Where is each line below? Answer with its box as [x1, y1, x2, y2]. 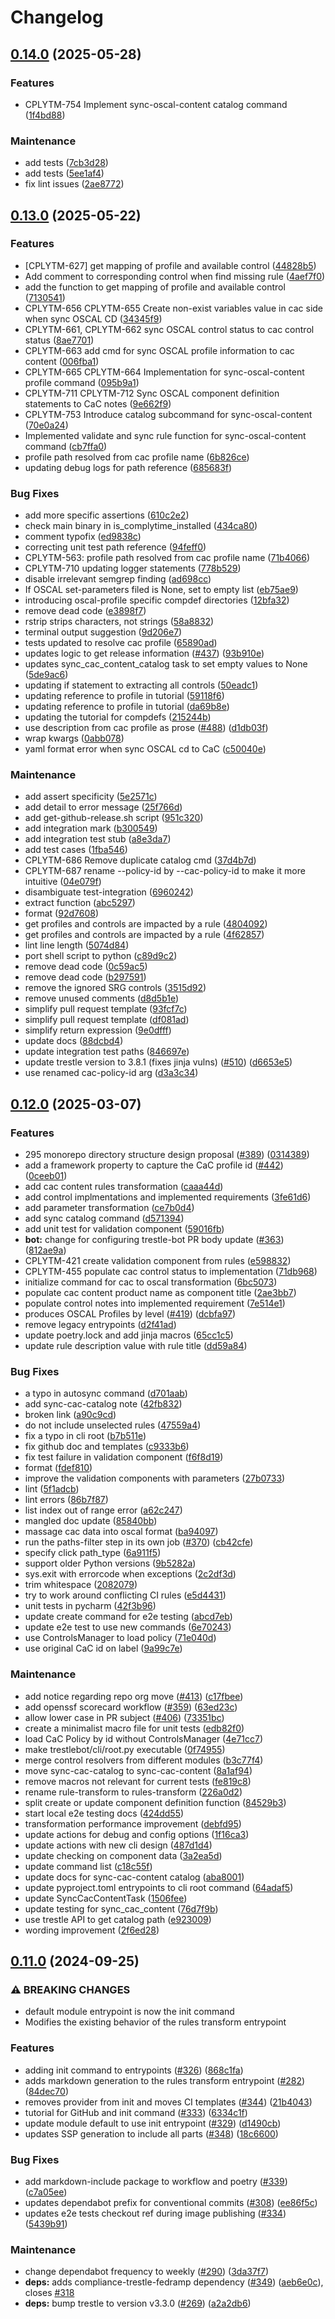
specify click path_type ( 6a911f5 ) [24, 1547, 162, 1559]
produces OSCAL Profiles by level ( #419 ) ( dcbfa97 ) [24, 1308, 237, 1320]
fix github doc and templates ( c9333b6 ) [24, 1441, 190, 1453]
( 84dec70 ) [24, 2085, 69, 2097]
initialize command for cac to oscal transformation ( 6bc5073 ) [24, 1276, 278, 1288]
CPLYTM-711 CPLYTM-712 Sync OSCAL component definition [24, 387, 280, 399]
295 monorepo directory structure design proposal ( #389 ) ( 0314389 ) [24, 1149, 310, 1161]
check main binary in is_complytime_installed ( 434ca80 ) [24, 520, 258, 532]
